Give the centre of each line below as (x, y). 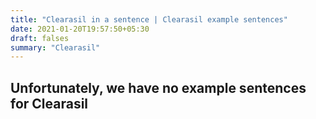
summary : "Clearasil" (55, 47)
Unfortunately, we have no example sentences (158, 87)
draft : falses (40, 38)
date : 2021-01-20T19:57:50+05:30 (80, 29)
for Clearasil (49, 103)
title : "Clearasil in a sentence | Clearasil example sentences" (149, 19)
